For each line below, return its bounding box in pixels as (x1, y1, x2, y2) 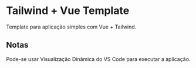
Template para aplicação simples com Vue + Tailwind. (6, 23, 137, 30)
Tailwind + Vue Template (6, 4, 130, 17)
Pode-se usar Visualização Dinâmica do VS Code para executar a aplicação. (6, 55, 191, 62)
